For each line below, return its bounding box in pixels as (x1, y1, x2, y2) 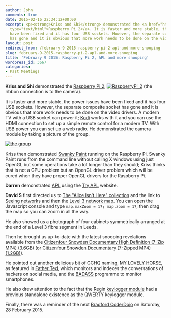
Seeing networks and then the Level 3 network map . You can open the (5, 198, 153, 204)
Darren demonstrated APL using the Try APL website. (5, 182, 118, 188)
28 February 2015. (5, 307, 44, 313)
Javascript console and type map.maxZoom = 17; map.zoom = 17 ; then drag (5, 203, 160, 209)
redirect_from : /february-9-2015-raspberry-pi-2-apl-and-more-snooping (5, 45, 160, 51)
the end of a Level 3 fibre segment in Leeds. (5, 224, 98, 230)
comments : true (5, 12, 38, 17)
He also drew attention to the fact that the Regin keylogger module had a (5, 286, 158, 292)
